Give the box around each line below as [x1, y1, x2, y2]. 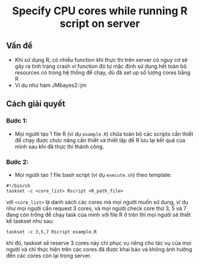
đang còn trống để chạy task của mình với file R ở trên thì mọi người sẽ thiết [6, 211, 191, 218]
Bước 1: [6, 117, 28, 125]
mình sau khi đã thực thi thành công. [14, 143, 105, 150]
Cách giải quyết [6, 99, 65, 109]
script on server [59, 17, 140, 30]
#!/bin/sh [6, 183, 31, 189]
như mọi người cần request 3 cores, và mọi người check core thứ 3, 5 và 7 [6, 204, 187, 212]
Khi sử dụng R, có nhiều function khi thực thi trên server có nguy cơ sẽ [14, 57, 188, 63]
